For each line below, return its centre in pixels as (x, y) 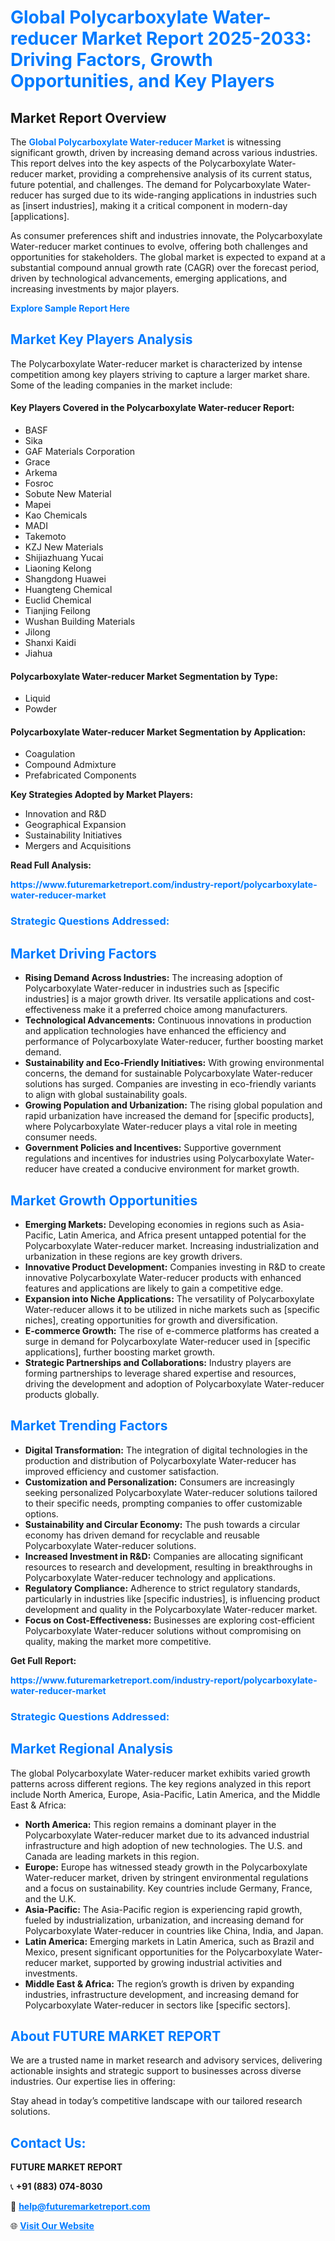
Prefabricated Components (80, 775)
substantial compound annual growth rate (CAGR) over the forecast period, (165, 267)
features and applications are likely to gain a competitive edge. (154, 1288)
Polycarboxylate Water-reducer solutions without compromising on (163, 1630)
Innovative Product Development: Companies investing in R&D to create (175, 1267)
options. (41, 1513)
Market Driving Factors (83, 953)
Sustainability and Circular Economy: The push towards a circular (162, 1524)
